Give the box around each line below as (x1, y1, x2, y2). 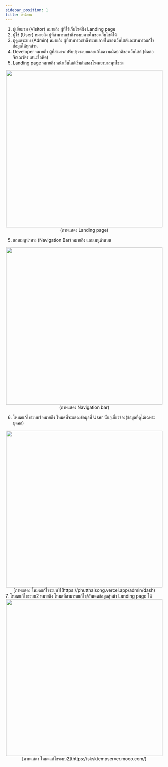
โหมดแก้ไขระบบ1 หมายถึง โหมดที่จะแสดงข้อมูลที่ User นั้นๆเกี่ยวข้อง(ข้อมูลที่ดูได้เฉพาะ (12, 414, 155, 420)
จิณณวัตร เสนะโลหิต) (12, 54, 49, 60)
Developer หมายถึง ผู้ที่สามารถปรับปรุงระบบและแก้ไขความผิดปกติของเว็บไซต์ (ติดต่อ (12, 48, 154, 54)
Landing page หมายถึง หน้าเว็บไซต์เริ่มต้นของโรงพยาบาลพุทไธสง (12, 60, 124, 66)
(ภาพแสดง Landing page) (60, 227, 109, 233)
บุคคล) (12, 420, 24, 426)
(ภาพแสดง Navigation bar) (59, 404, 110, 410)
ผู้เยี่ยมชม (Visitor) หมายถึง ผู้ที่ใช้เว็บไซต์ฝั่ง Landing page (12, 26, 116, 32)
